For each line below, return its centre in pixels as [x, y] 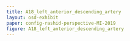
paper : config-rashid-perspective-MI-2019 [61, 23]
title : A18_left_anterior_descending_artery [64, 12]
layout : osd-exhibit [33, 17]
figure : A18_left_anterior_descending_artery [65, 29]
